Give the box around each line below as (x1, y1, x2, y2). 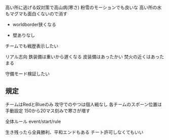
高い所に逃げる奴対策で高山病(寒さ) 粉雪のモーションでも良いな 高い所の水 (5, 5, 162, 10)
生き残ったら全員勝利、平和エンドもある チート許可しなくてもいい (5, 129, 144, 135)
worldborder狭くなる (12, 22, 57, 27)
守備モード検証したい (5, 71, 50, 77)
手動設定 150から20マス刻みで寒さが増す (5, 108, 91, 114)
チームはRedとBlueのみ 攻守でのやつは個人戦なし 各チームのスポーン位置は (5, 101, 162, 107)
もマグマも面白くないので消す (5, 11, 67, 17)
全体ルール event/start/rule (5, 118, 61, 124)
